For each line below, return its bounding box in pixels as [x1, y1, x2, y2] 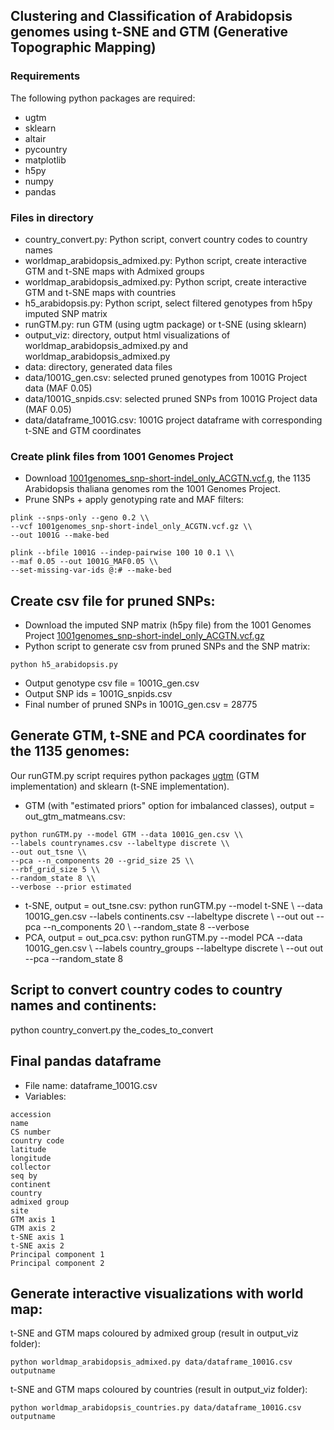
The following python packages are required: [10, 92, 196, 104]
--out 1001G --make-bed [10, 530, 110, 541]
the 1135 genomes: [10, 743, 130, 760]
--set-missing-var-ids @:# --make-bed [10, 565, 172, 576]
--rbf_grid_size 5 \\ [10, 864, 101, 874]
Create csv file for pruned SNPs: [10, 592, 216, 609]
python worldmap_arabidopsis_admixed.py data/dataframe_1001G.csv [10, 1357, 293, 1368]
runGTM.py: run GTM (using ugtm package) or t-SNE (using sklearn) [24, 318, 307, 330]
